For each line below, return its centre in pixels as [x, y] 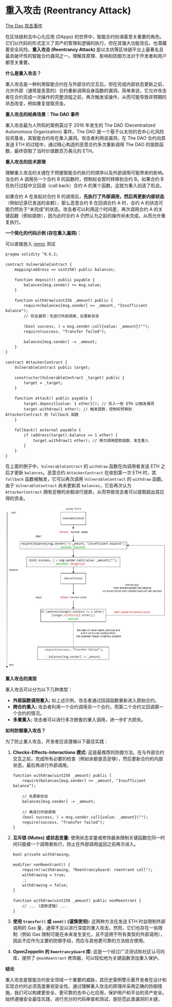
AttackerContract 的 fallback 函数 [42, 414]
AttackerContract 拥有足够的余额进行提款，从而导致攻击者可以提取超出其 [83, 492]
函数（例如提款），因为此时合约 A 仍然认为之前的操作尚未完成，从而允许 [85, 216]
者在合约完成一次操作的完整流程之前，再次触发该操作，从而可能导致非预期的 [86, 97]
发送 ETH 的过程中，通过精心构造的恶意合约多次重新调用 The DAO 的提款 [82, 144]
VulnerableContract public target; [52, 367]
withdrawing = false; [45, 885]
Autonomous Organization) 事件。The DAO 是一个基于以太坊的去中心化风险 [85, 131]
